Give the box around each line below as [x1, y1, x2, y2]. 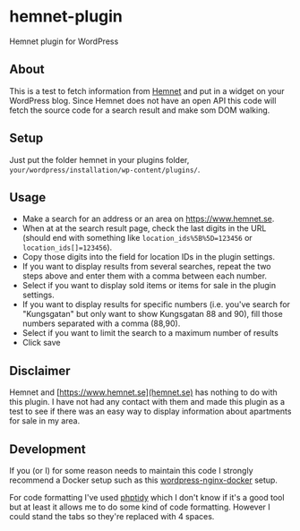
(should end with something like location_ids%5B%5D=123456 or [21, 233, 253, 244]
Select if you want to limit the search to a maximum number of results [21, 328, 279, 338]
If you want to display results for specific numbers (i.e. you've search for [21, 299, 291, 310]
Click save [21, 338, 61, 348]
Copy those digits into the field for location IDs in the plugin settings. [21, 252, 276, 262]
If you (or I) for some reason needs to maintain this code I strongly [9, 466, 253, 475]
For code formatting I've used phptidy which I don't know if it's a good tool [9, 492, 285, 502]
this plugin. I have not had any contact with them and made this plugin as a [9, 397, 285, 407]
